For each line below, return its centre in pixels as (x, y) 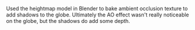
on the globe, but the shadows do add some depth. (68, 21)
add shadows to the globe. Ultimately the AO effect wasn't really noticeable (98, 15)
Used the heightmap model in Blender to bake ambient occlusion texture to (97, 9)
